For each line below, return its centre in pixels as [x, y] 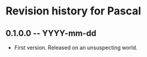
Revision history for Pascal [73, 11]
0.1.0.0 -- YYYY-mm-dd [51, 33]
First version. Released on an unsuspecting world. [76, 47]
